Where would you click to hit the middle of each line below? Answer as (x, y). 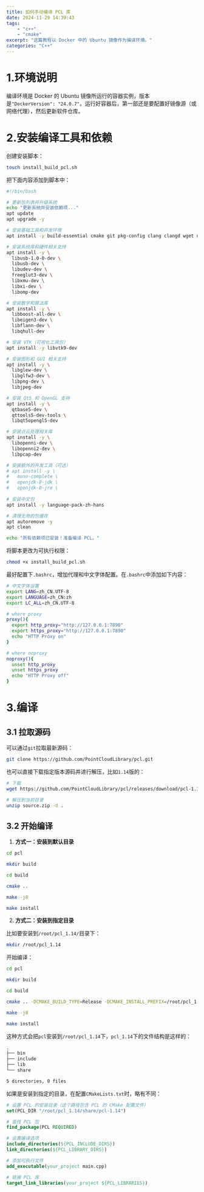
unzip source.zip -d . (35, 806)
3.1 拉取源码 (29, 732)
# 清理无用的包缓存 (27, 516)
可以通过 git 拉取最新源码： (40, 748)
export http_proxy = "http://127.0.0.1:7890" (67, 625)
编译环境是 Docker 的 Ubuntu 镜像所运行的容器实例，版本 (78, 95)
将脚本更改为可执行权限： (38, 550)
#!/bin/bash (21, 191)
